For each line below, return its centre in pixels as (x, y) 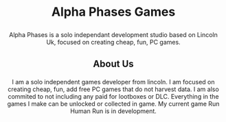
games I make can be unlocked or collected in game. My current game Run (113, 103)
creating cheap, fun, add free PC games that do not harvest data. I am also (113, 89)
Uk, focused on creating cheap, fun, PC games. (113, 42)
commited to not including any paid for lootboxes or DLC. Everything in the (113, 96)
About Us (113, 63)
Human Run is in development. (113, 111)
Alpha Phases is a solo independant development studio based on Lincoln (113, 35)
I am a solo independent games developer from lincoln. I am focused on (113, 82)
